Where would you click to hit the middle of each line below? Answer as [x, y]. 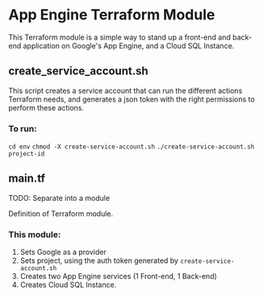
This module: [35, 234]
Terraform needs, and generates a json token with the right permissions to [132, 99]
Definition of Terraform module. [61, 213]
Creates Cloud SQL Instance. [68, 285]
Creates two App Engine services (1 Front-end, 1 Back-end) [119, 277]
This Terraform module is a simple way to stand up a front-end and [120, 37]
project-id [27, 154]
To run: [23, 128]
